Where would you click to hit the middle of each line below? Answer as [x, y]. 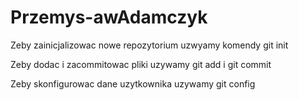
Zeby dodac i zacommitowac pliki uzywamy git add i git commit [141, 64]
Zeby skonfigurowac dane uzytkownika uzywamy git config [133, 83]
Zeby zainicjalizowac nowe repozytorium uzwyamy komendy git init [149, 45]
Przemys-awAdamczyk [109, 17]
